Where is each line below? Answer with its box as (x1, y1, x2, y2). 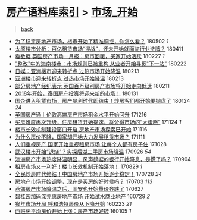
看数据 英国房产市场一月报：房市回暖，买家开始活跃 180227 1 (14, 52, 165, 59)
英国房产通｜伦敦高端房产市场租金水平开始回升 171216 (14, 111, 147, 118)
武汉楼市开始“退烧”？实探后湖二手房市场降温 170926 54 (14, 148, 152, 155)
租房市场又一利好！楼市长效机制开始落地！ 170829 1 (14, 163, 143, 170)
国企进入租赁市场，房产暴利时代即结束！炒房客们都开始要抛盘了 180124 (14, 97, 190, 104)
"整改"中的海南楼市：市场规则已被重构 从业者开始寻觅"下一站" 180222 (14, 60, 187, 67)
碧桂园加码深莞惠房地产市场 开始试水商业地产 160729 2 (14, 193, 151, 200)
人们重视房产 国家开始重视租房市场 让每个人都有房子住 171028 (14, 140, 167, 147)
